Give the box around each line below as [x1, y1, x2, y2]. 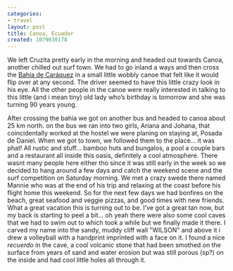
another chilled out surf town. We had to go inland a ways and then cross [7, 63, 220, 72]
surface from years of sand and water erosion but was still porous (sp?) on [7, 249, 224, 257]
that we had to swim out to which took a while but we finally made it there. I [7, 218, 226, 227]
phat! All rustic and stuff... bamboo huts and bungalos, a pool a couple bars [7, 144, 225, 152]
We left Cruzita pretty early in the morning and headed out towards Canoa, [7, 55, 224, 64]
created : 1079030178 [7, 37, 68, 44]
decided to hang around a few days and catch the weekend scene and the [7, 166, 223, 175]
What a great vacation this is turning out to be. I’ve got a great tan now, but [7, 204, 225, 212]
